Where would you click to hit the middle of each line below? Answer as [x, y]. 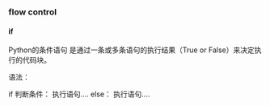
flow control [33, 12]
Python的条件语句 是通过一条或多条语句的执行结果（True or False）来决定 [131, 50]
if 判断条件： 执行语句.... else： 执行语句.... [79, 94]
